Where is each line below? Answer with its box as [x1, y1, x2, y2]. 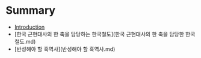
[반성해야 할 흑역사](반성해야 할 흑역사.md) [14, 45, 116, 53]
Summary [5, 4, 55, 17]
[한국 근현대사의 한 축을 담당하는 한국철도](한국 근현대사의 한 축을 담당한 [14, 30, 184, 38]
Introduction [14, 23, 45, 30]
